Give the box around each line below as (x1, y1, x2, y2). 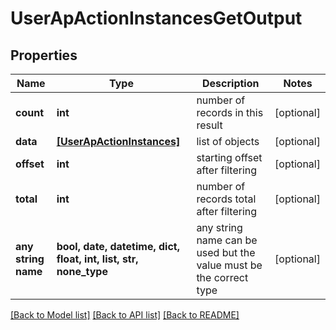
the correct (196, 271, 249, 284)
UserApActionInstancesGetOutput (10, 7, 303, 30)
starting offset (196, 151, 263, 164)
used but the (196, 246, 256, 259)
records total (196, 192, 257, 206)
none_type (56, 265, 108, 278)
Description (202, 77, 260, 90)
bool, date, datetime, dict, (56, 240, 181, 253)
